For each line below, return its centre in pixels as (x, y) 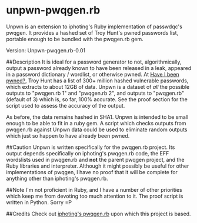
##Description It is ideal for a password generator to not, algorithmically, (94, 62)
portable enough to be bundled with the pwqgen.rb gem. (75, 39)
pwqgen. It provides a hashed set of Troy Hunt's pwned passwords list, (92, 32)
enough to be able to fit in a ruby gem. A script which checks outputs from (96, 123)
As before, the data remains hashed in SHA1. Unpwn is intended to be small (97, 117)
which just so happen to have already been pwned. (68, 135)
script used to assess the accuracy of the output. (66, 105)
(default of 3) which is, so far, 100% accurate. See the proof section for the (97, 99)
